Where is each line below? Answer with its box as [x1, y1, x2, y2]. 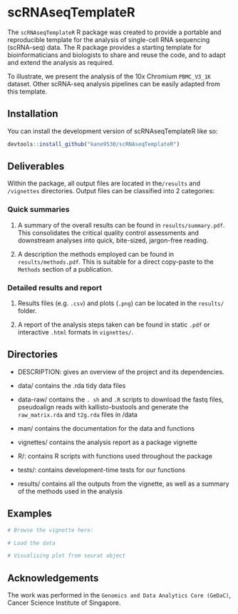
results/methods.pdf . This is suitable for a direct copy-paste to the [17, 257, 214, 266]
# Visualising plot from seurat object [7, 552, 126, 560]
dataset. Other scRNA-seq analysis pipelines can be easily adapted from [7, 79, 221, 88]
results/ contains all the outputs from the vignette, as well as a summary [17, 479, 229, 488]
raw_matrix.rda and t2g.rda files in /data [17, 410, 138, 419]
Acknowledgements [7, 572, 99, 584]
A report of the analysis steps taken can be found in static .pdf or [17, 320, 210, 329]
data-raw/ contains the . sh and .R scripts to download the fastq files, [17, 395, 224, 404]
